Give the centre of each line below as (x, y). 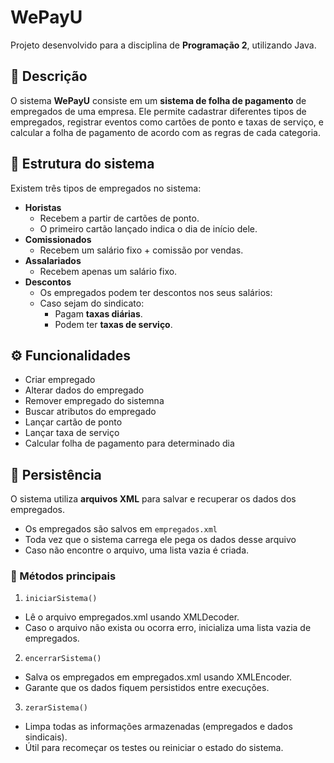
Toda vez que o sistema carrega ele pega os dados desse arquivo (160, 540)
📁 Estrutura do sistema (82, 164)
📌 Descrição (49, 76)
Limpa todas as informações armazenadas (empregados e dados (158, 727)
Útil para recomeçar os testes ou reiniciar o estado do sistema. (154, 748)
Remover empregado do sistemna (94, 401)
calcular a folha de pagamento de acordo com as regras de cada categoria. (165, 132)
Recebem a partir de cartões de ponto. (119, 218)
